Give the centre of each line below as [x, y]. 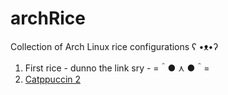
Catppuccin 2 [53, 79]
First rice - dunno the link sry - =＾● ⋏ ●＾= [117, 68]
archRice [48, 18]
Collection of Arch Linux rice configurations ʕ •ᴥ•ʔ [114, 46]
